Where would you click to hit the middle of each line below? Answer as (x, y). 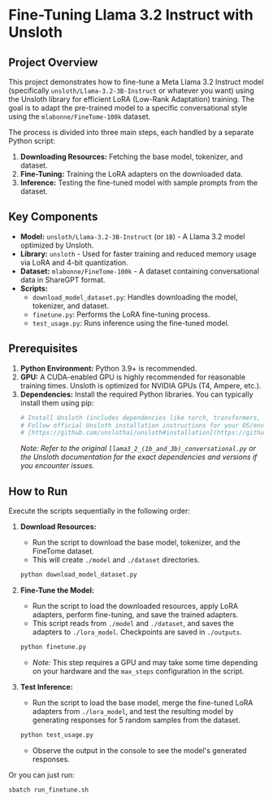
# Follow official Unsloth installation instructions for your (130, 425)
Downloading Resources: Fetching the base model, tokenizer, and (132, 157)
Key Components (53, 217)
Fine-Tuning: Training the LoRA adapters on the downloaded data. (132, 174)
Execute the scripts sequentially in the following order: (100, 511)
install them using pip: (57, 403)
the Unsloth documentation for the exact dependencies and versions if (139, 457)
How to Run (38, 491)
